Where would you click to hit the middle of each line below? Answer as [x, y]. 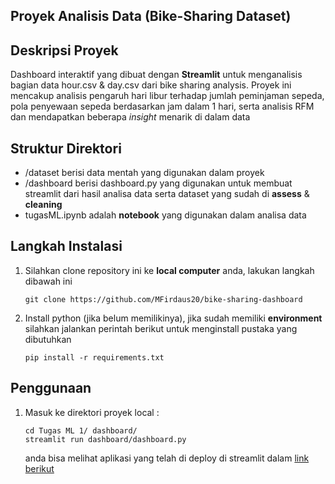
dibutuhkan [48, 339]
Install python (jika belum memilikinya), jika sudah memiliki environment [173, 318]
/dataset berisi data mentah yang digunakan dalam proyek [144, 173]
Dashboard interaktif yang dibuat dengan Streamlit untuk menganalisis [156, 75]
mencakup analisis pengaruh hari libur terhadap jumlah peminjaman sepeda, [167, 96]
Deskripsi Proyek [64, 50]
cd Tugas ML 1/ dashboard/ [81, 430]
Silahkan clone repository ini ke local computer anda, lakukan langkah [169, 270]
